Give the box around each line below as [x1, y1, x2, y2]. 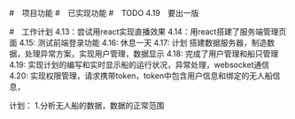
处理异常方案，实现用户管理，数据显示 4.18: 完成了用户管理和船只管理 [24, 48, 279, 59]
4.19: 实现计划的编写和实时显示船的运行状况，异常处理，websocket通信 [9, 60, 270, 70]
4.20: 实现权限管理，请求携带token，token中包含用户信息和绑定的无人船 [9, 71, 273, 81]
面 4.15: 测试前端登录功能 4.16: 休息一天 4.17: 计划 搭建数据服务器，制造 [9, 38, 268, 48]
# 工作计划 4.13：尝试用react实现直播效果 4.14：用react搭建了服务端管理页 [9, 26, 287, 37]
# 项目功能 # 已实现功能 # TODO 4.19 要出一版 [9, 8, 199, 18]
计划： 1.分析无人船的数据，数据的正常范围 [9, 100, 165, 110]
